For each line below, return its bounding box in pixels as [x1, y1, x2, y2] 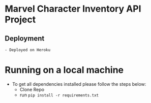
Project [5, 14, 36, 25]
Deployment [5, 34, 45, 43]
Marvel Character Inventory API [5, 3, 141, 15]
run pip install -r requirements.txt [19, 92, 99, 98]
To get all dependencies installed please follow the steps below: [12, 81, 146, 87]
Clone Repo [19, 86, 44, 92]
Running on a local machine [5, 64, 124, 76]
